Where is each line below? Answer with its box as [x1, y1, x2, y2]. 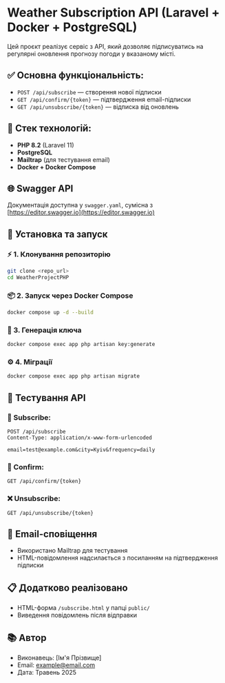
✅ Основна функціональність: [7, 70, 144, 81]
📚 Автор [7, 632, 47, 644]
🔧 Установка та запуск [7, 228, 108, 240]
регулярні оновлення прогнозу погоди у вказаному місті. [7, 50, 176, 58]
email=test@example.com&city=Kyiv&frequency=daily [7, 447, 156, 453]
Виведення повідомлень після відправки [17, 611, 138, 620]
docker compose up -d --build [7, 309, 94, 316]
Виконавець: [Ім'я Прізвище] [17, 653, 102, 662]
